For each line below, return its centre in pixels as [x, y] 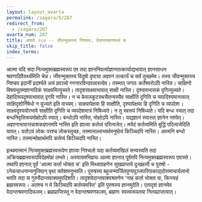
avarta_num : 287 [27, 35]
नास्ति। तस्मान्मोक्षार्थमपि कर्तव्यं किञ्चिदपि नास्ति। [54, 138]
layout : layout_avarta [35, 12]
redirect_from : [26, 23]
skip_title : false [30, 47]
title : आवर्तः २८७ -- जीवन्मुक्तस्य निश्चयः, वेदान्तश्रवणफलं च [66, 40]
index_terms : [23, 52]
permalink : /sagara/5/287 [39, 18]
